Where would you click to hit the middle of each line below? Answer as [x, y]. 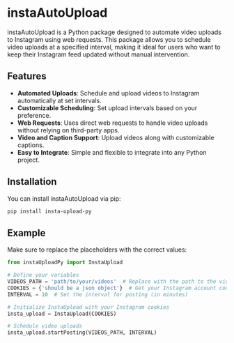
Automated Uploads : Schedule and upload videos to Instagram [108, 93]
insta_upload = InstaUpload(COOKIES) [62, 314]
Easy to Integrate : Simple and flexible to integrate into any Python [112, 152]
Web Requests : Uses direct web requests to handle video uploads [112, 123]
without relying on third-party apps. [68, 130]
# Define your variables [43, 275]
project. [28, 160]
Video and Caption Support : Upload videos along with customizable [116, 137]
